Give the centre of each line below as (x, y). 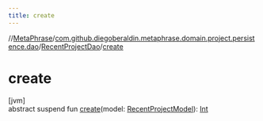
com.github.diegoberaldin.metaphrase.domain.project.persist (155, 38)
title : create (32, 15)
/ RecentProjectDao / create (81, 46)
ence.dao (24, 46)
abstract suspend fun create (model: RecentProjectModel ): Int (108, 108)
